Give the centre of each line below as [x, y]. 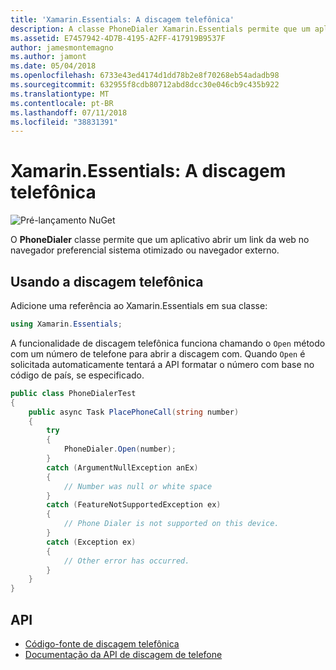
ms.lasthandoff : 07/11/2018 [69, 112]
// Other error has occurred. [126, 561]
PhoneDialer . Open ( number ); [120, 449]
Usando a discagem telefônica [107, 281]
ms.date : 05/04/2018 [53, 66]
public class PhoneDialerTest [73, 393]
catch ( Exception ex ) [91, 542]
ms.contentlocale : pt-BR [62, 103]
